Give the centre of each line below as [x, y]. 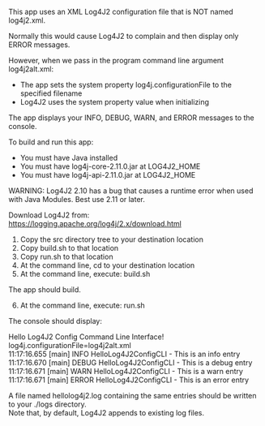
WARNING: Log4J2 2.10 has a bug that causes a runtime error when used [131, 191]
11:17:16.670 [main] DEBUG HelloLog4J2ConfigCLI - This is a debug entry [130, 363]
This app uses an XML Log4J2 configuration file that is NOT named [121, 12]
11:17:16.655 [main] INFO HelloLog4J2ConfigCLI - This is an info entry [124, 354]
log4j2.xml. [27, 20]
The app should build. [45, 290]
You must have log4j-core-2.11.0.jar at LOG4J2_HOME [110, 166]
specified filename [51, 93]
